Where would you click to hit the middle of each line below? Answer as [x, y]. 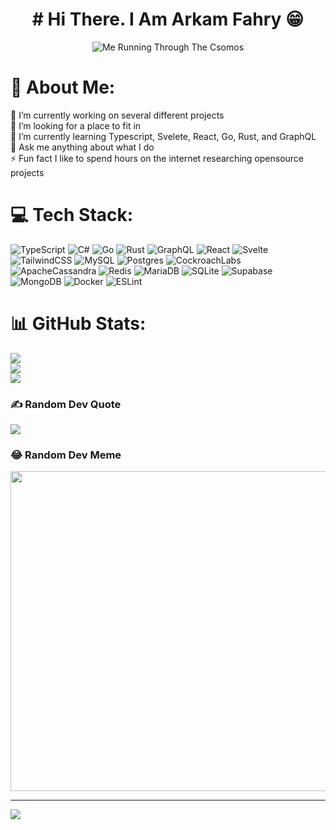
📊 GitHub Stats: [78, 324]
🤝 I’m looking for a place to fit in [76, 125]
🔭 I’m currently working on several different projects [117, 115]
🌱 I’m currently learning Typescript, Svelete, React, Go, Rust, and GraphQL [163, 136]
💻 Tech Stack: [72, 215]
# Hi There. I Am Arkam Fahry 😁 [168, 19]
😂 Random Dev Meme [66, 455]
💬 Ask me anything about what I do [82, 147]
